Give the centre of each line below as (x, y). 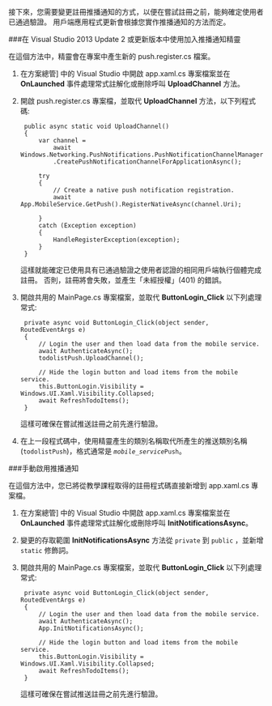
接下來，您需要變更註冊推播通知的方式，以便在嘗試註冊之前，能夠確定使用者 (136, 12)
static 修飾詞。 (46, 550)
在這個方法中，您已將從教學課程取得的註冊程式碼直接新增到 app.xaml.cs (129, 485)
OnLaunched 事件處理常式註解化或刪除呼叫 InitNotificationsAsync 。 (136, 523)
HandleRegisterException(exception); (117, 240)
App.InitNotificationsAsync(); (91, 628)
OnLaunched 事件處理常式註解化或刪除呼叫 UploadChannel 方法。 (132, 84)
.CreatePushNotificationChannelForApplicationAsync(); (147, 162)
